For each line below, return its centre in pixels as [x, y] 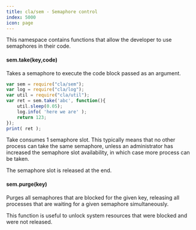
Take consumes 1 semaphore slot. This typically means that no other [91, 140]
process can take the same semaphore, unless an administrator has [90, 146]
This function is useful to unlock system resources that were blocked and [97, 215]
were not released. [29, 222]
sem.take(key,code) [32, 60]
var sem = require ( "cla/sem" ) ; [45, 84]
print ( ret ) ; [24, 128]
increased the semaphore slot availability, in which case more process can [98, 152]
